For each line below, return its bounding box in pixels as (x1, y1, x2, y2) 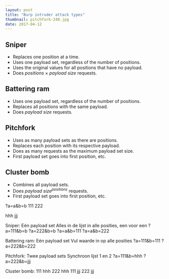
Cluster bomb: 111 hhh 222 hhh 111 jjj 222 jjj (5, 268, 94, 274)
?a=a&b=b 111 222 (5, 203, 43, 209)
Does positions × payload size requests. (12, 70, 97, 76)
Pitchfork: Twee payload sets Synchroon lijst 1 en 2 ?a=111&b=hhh (5, 253, 143, 259)
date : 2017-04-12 (5, 21, 42, 27)
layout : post (5, 7, 33, 13)
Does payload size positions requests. (12, 187, 89, 194)
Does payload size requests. (12, 109, 73, 115)
